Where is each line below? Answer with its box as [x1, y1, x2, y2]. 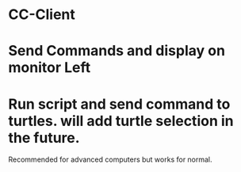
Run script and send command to [8, 95, 231, 113]
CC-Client [8, 6, 75, 24]
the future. [8, 128, 81, 147]
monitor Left [8, 59, 91, 77]
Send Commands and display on [8, 42, 226, 60]
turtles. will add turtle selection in [8, 112, 234, 130]
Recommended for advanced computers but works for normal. [8, 155, 212, 164]
